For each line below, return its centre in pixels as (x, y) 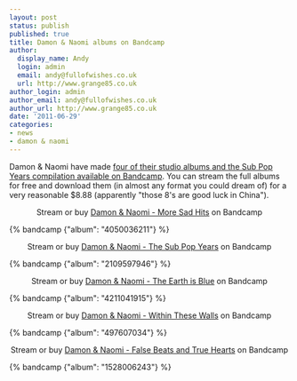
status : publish (39, 26)
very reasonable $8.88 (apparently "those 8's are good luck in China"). (139, 194)
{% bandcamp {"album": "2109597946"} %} (90, 264)
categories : (31, 125)
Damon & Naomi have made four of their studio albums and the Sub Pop (141, 166)
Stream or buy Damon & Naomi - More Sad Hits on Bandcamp (149, 212)
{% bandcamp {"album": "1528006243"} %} (90, 367)
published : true (39, 34)
